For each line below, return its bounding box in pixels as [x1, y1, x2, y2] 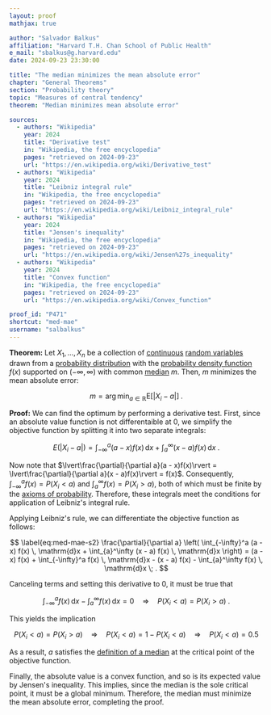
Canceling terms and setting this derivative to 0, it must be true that [9, 579, 233, 589]
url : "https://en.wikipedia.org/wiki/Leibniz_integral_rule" [23, 206, 233, 214]
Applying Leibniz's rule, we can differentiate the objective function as [9, 514, 240, 524]
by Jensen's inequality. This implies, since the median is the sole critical [9, 679, 248, 689]
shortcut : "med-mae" [9, 318, 79, 326]
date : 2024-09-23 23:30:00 [9, 57, 100, 65]
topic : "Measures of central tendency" [9, 94, 144, 102]
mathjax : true [9, 19, 57, 27]
